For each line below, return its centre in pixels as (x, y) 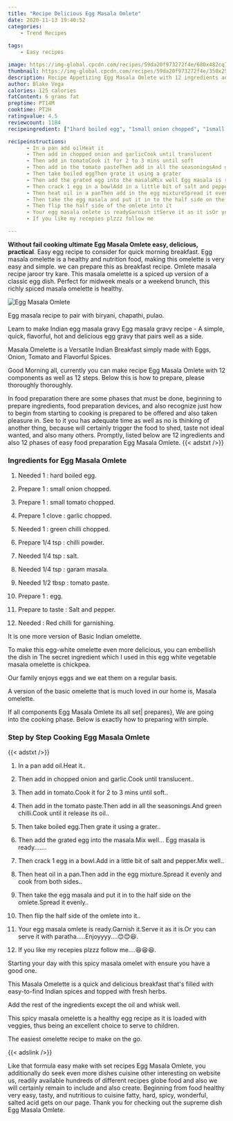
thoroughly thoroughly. (40, 385)
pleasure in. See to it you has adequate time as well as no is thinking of (109, 420)
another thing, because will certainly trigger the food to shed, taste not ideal (116, 428)
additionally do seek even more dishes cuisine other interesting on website (114, 1073)
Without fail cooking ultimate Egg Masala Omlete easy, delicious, (103, 244)
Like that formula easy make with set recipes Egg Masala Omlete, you (107, 1066)
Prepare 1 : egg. (40, 596)
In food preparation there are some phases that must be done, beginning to (115, 398)
